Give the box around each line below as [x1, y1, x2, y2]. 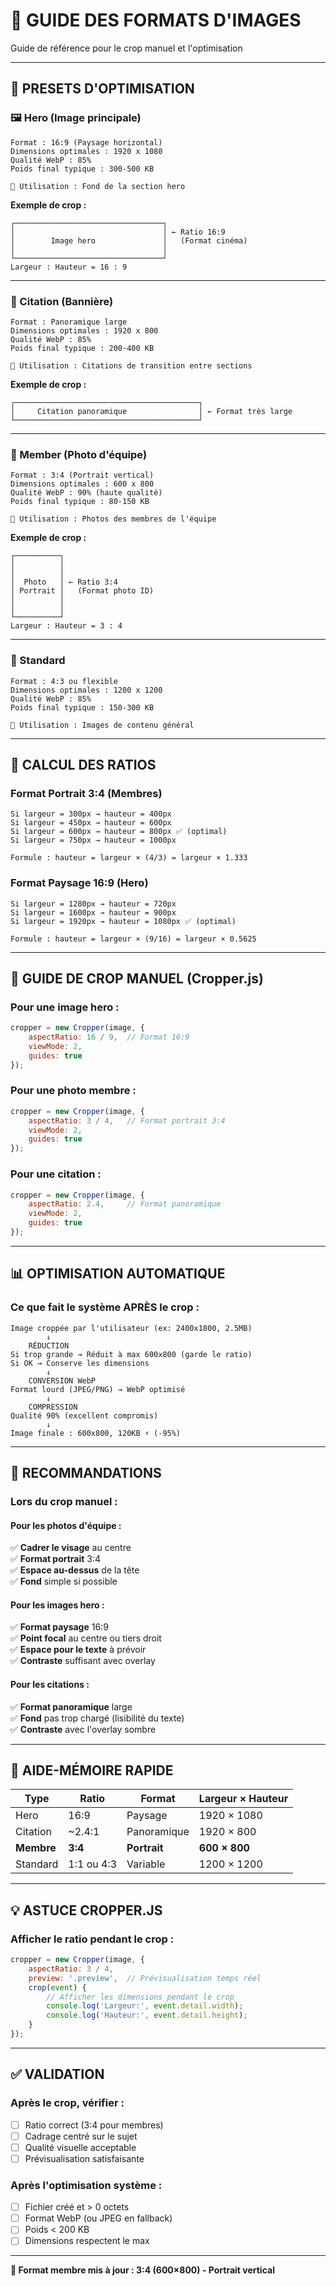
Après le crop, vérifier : [10, 2096, 125, 2110]
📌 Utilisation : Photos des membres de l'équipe [10, 514, 217, 524]
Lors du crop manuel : [10, 1494, 118, 1508]
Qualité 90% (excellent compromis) [10, 1410, 159, 1421]
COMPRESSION [28, 1402, 78, 1412]
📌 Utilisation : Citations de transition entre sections [10, 360, 253, 371]
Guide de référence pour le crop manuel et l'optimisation [10, 42, 243, 54]
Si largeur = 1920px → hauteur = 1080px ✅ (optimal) [10, 916, 237, 926]
